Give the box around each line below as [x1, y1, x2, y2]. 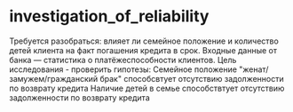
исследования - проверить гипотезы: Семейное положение [9, 64, 238, 75]
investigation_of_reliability [9, 6, 210, 27]
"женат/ [239, 64, 269, 75]
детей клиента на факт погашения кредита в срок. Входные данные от [9, 44, 278, 55]
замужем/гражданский [9, 73, 99, 84]
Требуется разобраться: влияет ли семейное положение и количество [9, 36, 280, 46]
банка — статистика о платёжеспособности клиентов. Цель [9, 54, 237, 65]
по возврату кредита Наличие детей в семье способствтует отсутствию [9, 83, 285, 93]
